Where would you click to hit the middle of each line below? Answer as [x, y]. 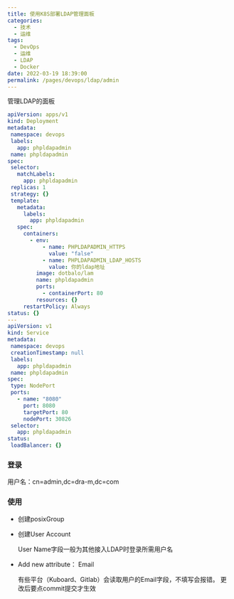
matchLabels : [36, 174]
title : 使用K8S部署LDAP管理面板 [51, 14]
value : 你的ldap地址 [77, 267]
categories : [25, 21]
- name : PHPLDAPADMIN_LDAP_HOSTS [92, 260]
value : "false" [71, 253]
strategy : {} [30, 194]
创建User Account [44, 534]
